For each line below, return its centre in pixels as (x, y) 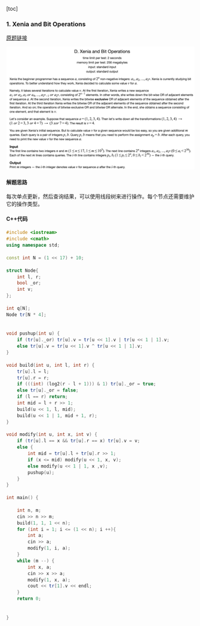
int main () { (22, 498)
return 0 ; (29, 599)
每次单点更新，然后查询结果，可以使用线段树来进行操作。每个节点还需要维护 (100, 196)
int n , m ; (29, 510)
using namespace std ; (33, 245)
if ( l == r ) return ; (42, 397)
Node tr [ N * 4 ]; (26, 314)
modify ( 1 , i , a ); (49, 548)
